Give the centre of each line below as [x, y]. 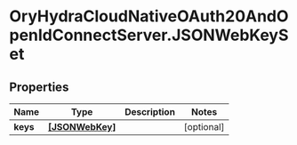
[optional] [204, 127]
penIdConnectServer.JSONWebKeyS [149, 35]
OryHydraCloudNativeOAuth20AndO [149, 16]
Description [150, 112]
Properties [39, 87]
